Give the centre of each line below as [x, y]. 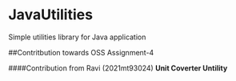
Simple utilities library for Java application [77, 37]
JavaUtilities [51, 15]
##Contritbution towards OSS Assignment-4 [81, 52]
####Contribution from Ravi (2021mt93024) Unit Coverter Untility [118, 68]
